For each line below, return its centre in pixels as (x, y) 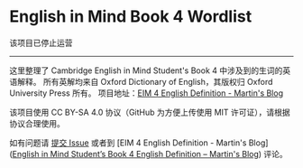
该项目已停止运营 (41, 42)
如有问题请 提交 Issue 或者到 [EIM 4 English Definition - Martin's (128, 143)
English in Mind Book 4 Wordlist (131, 17)
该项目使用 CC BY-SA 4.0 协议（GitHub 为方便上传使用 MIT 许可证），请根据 (150, 112)
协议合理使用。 (37, 123)
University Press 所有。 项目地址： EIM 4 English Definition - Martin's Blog (147, 93)
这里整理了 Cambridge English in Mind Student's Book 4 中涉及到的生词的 (146, 70)
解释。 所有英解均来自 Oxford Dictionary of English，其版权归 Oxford (145, 81)
